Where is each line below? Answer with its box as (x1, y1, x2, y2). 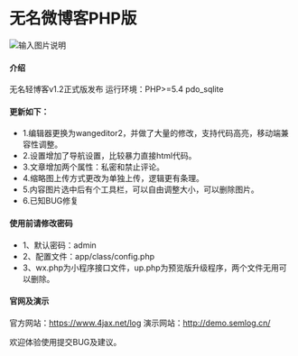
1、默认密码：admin (22, 240, 97, 251)
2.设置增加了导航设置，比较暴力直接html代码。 (22, 151, 197, 161)
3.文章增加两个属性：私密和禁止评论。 (22, 161, 165, 172)
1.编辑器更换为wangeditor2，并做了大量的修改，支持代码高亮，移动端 (22, 128, 282, 139)
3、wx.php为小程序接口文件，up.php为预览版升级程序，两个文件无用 (22, 262, 280, 273)
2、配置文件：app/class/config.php (22, 251, 155, 261)
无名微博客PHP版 (9, 8, 137, 29)
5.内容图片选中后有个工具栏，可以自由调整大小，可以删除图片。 (22, 184, 259, 195)
